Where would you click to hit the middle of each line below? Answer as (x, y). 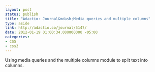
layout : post (18, 10)
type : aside (17, 23)
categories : (17, 37)
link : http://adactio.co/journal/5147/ (46, 28)
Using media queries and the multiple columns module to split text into (77, 60)
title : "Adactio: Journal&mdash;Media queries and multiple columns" (78, 19)
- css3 (12, 46)
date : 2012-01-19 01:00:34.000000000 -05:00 (51, 32)
